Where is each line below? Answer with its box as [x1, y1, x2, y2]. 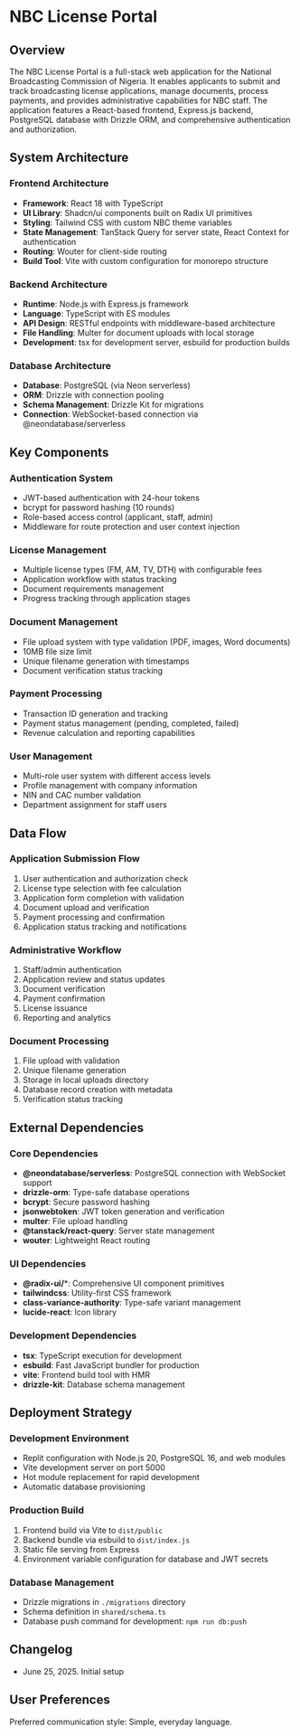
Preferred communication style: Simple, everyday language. [9, 1716, 232, 1727]
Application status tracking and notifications [22, 920, 187, 932]
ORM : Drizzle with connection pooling [22, 390, 164, 401]
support [22, 1177, 52, 1188]
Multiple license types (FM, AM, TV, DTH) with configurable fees [22, 564, 263, 575]
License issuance [22, 1003, 88, 1014]
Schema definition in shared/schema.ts [22, 1607, 166, 1617]
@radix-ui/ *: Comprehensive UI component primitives [22, 1278, 225, 1289]
